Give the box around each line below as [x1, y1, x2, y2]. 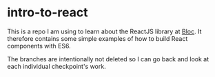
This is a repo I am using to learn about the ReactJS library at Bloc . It [7, 27, 202, 35]
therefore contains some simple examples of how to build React [7, 34, 188, 42]
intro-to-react [7, 5, 88, 20]
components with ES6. [7, 42, 71, 50]
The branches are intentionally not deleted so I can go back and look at [7, 55, 209, 63]
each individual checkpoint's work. [7, 62, 106, 70]
